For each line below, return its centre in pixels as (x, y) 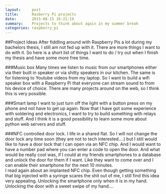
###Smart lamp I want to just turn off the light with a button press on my (79, 103)
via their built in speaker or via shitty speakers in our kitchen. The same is (80, 73)
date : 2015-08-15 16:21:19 (40, 19)
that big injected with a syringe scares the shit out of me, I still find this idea (82, 176)
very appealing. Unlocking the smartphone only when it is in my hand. (76, 181)
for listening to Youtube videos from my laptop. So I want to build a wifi (77, 78)
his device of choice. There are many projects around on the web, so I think (82, 88)
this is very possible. (26, 94)
